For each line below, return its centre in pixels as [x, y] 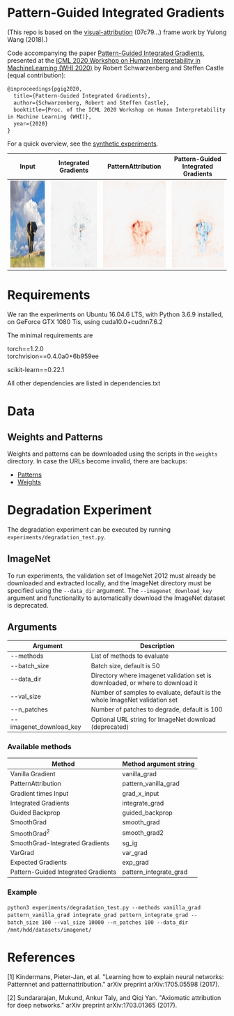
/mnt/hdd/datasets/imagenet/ [49, 930]
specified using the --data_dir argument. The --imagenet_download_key [110, 590]
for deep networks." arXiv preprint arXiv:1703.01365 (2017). [92, 1006]
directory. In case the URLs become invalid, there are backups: [97, 461]
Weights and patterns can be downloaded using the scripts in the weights [112, 454]
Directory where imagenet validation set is [151, 675]
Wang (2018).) [28, 39]
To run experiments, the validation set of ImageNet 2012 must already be [112, 576]
